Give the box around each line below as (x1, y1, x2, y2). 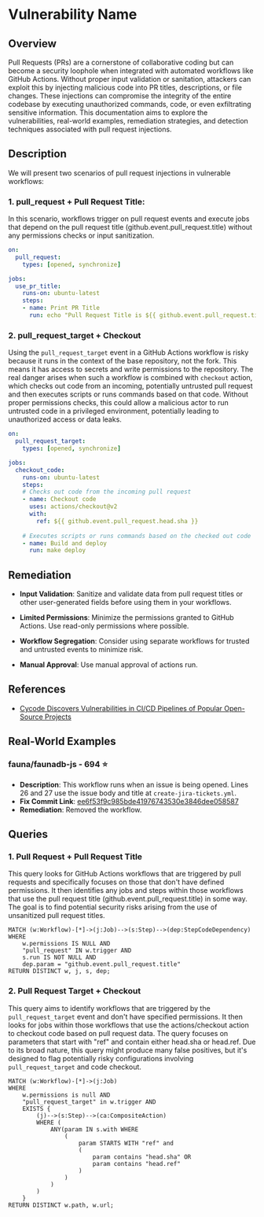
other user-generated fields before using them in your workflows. (19, 598, 232, 607)
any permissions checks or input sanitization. (8, 230, 155, 241)
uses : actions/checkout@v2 (28, 503, 118, 511)
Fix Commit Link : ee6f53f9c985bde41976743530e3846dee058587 (19, 796, 240, 806)
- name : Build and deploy (22, 539, 108, 548)
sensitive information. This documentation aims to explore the (8, 108, 208, 117)
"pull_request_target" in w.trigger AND (22, 1097, 156, 1106)
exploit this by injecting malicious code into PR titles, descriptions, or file (8, 83, 242, 92)
